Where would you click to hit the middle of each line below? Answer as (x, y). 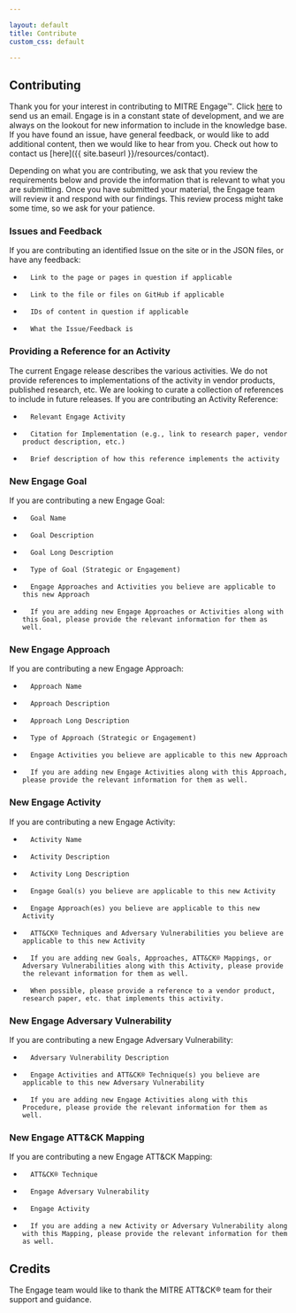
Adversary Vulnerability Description (100, 1058)
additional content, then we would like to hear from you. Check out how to (144, 144)
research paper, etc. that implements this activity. (123, 998)
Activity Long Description (80, 874)
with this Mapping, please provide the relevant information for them (155, 1234)
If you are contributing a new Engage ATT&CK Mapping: (111, 1157)
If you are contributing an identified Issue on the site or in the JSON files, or (147, 251)
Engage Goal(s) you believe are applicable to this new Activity (153, 891)
